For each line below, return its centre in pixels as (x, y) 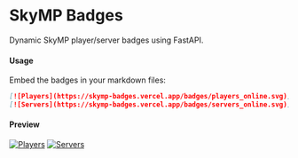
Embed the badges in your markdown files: (88, 80)
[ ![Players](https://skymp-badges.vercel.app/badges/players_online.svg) (149, 97)
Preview (24, 124)
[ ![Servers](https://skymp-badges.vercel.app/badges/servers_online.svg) (149, 105)
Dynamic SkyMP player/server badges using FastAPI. (106, 40)
